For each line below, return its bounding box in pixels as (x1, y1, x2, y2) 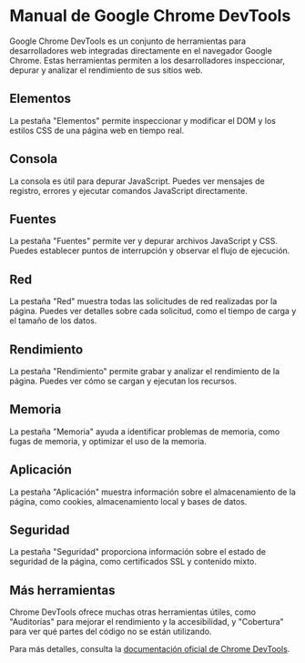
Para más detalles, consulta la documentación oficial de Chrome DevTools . (9, 644, 290, 655)
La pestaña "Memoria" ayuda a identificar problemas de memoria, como (9, 425, 280, 437)
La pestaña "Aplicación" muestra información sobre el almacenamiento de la (9, 486, 296, 497)
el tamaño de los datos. (9, 315, 97, 326)
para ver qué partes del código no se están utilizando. (9, 626, 212, 637)
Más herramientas (9, 582, 116, 597)
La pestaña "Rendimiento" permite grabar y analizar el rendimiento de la (9, 366, 280, 376)
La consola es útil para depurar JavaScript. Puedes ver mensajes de (9, 175, 266, 187)
